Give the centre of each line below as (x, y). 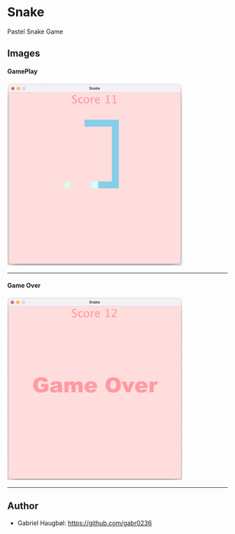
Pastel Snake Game (35, 31)
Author (23, 506)
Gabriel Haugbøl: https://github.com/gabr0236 (85, 523)
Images (24, 53)
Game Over (24, 286)
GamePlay (22, 71)
